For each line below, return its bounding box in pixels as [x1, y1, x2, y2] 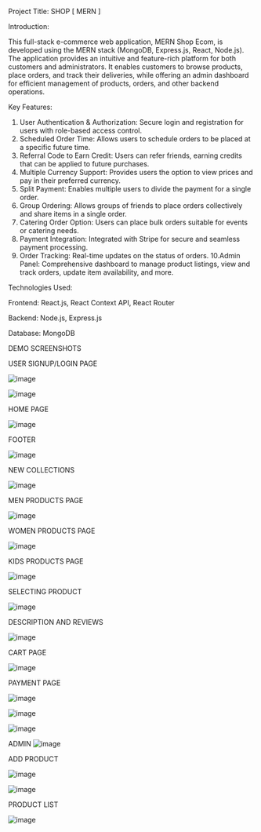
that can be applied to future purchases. [19, 159, 150, 168]
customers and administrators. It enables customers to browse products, [8, 62, 243, 71]
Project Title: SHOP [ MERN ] [8, 7, 101, 16]
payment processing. [19, 243, 89, 252]
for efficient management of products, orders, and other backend [8, 78, 219, 88]
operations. [8, 87, 45, 97]
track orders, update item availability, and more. [19, 268, 174, 277]
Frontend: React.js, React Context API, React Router [8, 298, 175, 307]
